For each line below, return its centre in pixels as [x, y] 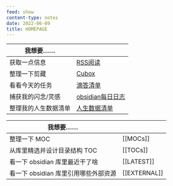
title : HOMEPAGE [27, 29]
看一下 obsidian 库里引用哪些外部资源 [63, 173]
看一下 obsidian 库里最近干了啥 [54, 162]
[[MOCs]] [136, 139]
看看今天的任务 [31, 85]
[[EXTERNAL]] [143, 173]
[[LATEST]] [138, 162]
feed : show [20, 12]
